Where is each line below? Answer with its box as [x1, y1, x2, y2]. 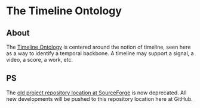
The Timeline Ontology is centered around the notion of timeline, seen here [6, 43, 191, 50]
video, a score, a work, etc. [6, 56, 73, 63]
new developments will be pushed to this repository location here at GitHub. [6, 95, 193, 102]
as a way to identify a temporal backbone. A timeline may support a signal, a [6, 50, 194, 57]
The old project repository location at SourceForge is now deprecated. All [6, 89, 187, 96]
